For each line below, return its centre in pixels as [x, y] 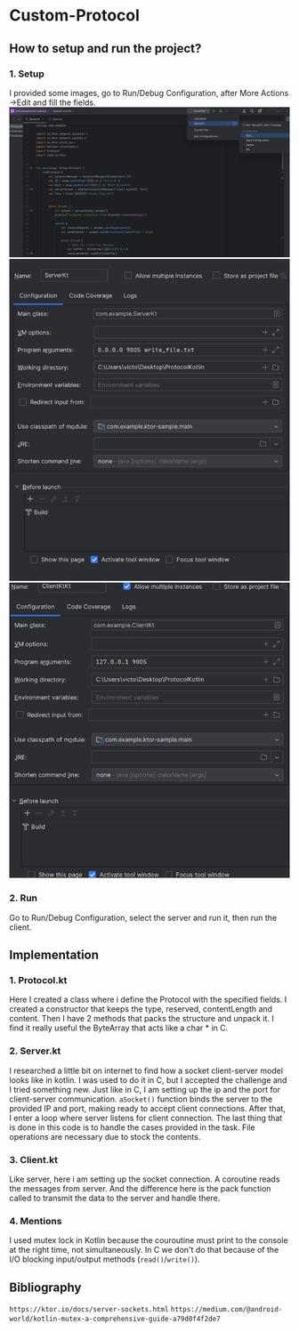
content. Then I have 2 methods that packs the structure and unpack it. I [141, 1019]
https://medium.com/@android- [226, 1310]
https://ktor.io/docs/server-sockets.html [89, 1310]
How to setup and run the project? [105, 48]
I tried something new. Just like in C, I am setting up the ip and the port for [145, 1089]
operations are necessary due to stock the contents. [105, 1136]
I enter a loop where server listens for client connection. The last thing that [146, 1118]
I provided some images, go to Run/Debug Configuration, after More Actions [149, 93]
